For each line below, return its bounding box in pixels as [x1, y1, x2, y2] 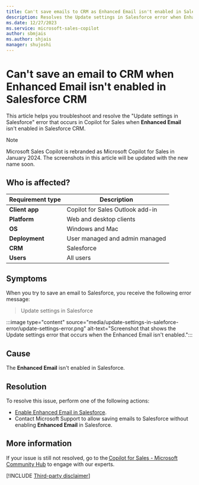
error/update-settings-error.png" [6, 325, 86, 332]
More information [6, 439, 72, 449]
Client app [9, 205, 39, 214]
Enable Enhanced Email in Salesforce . [14, 409, 107, 416]
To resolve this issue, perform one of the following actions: [6, 397, 150, 404]
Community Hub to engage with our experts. [6, 461, 115, 468]
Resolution [6, 381, 47, 392]
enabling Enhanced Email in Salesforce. [14, 421, 113, 429]
